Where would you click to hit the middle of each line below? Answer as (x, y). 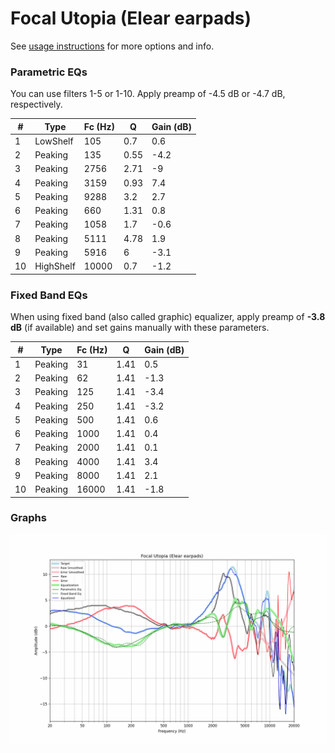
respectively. (36, 104)
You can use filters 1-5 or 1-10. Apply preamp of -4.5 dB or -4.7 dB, (148, 94)
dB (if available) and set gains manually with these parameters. (140, 328)
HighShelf (55, 266)
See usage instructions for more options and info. (112, 46)
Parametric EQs (49, 72)
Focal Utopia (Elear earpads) (131, 18)
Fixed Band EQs (49, 295)
